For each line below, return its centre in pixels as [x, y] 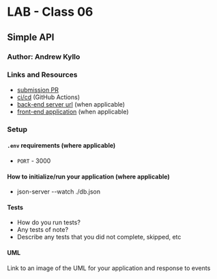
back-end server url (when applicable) [71, 104]
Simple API [31, 37]
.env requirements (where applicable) [61, 146]
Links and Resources [42, 75]
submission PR [38, 90]
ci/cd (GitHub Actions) [48, 97]
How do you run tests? [48, 222]
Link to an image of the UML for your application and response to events [109, 268]
